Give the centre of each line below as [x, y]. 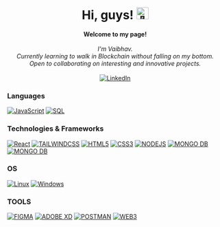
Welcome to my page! [115, 34]
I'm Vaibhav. [115, 49]
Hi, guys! [108, 15]
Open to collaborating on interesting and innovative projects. [115, 63]
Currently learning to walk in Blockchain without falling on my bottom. [115, 56]
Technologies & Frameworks [56, 129]
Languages [26, 96]
